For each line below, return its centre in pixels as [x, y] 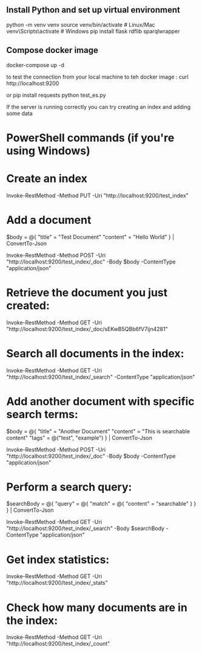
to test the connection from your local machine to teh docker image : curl [98, 77]
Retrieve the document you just [87, 292]
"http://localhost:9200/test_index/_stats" [57, 583]
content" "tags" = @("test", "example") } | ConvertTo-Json [79, 438]
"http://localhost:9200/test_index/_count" [58, 644]
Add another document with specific [101, 401]
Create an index [47, 178]
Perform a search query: [69, 487]
